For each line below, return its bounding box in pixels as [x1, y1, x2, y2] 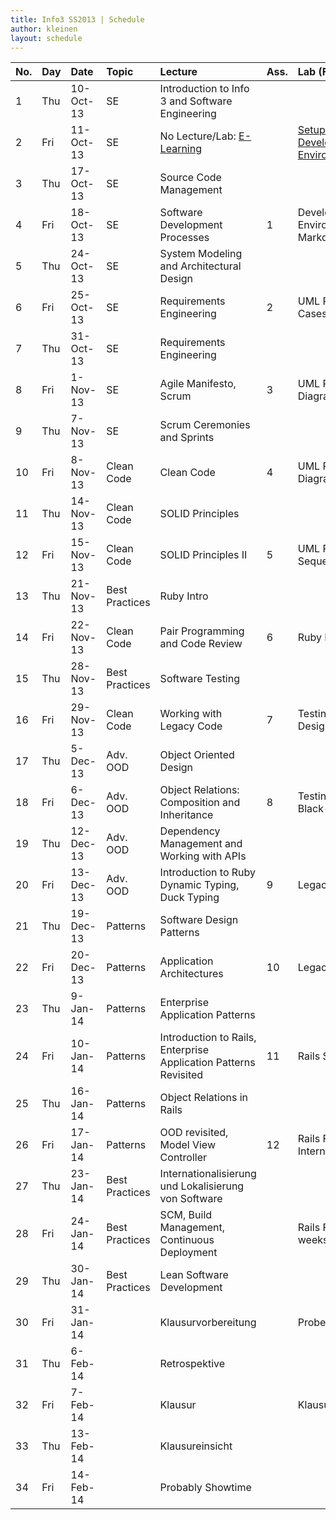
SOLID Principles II [159, 548, 248, 562]
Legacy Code [159, 719, 223, 733]
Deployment [159, 1246, 218, 1260]
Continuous [159, 1233, 215, 1247]
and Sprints [159, 431, 215, 445]
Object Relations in [159, 1091, 248, 1105]
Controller [159, 1151, 208, 1165]
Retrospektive [159, 1357, 226, 1371]
